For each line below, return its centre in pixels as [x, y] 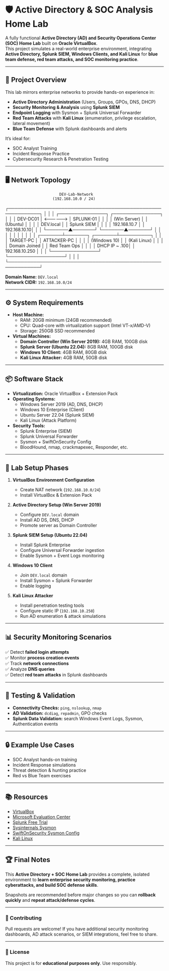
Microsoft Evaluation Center [41, 817]
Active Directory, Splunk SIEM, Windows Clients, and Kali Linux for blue [81, 54]
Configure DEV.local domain [50, 515]
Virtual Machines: [32, 336]
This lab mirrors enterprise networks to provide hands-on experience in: [80, 92]
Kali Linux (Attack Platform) [48, 420]
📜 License [17, 952]
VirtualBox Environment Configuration [53, 480]
